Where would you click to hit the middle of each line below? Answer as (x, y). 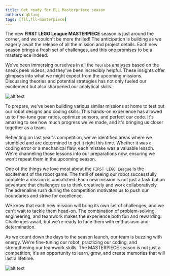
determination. (21, 227)
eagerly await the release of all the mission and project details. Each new (81, 45)
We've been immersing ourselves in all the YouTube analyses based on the (82, 65)
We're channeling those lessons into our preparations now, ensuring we (80, 154)
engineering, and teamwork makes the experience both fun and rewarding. (83, 216)
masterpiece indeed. (27, 55)
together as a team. (26, 128)
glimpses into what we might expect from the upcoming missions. (74, 76)
